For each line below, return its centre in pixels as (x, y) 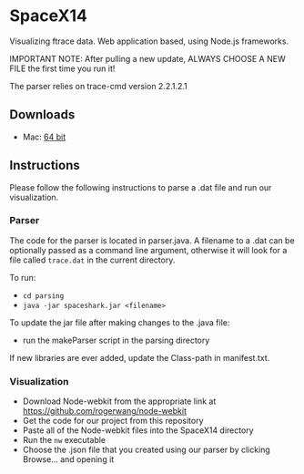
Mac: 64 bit (44, 137)
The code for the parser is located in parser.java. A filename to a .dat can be (152, 240)
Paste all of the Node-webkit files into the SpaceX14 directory (138, 430)
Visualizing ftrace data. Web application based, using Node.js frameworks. (149, 41)
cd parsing (43, 296)
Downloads (42, 115)
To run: (23, 277)
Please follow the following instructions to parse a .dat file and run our (141, 187)
